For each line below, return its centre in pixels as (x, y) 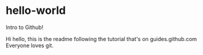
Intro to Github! (25, 27)
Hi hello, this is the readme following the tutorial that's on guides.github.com (101, 39)
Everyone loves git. (30, 45)
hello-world (36, 11)
